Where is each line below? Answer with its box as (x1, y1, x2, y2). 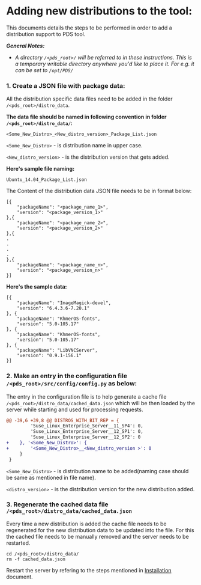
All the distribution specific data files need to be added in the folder (6, 95, 173, 103)
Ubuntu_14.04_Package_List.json (6, 177, 87, 183)
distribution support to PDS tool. (6, 30, 86, 37)
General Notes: (6, 42, 45, 49)
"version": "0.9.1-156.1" (17, 353, 82, 359)
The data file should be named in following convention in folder (6, 113, 167, 121)
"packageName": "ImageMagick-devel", (17, 300, 112, 306)
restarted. (6, 539, 31, 547)
